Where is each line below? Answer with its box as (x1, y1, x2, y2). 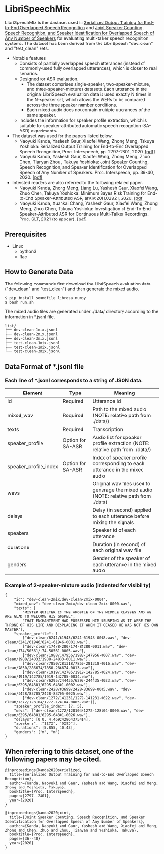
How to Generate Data (5, 268, 74, 276)
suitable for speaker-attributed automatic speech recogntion (19, 122, 141, 128)
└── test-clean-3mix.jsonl (5, 349, 60, 354)
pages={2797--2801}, (9, 793, 51, 799)
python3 (19, 248, 37, 254)
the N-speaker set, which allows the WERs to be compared (26, 96, 145, 102)
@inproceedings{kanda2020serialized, (5, 768, 82, 773)
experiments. (31, 128, 57, 133)
